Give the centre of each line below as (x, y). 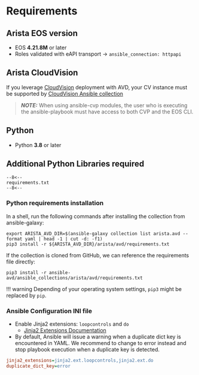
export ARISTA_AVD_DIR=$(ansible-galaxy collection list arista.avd (93, 233)
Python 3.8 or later (38, 145)
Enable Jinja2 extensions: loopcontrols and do (72, 324)
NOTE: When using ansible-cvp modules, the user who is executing (104, 105)
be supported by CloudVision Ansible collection (65, 94)
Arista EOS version (42, 33)
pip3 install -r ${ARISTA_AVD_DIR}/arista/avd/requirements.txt (88, 244)
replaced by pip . (26, 295)
